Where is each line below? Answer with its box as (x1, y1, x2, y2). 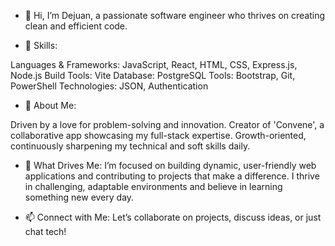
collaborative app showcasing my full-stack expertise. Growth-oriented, (10, 130, 307, 141)
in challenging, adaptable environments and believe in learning (24, 181, 283, 192)
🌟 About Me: (24, 100, 77, 111)
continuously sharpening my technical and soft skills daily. (10, 140, 251, 152)
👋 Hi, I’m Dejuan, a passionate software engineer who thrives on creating (24, 10, 326, 21)
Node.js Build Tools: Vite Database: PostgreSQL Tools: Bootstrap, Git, (10, 70, 296, 81)
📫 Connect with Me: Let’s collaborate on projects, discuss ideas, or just (24, 211, 322, 223)
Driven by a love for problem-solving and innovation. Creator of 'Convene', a (10, 119, 325, 130)
